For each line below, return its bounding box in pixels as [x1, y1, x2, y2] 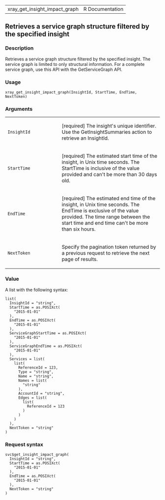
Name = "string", [18, 374, 54, 379]
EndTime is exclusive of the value [61, 207, 139, 214]
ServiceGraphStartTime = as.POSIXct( [9, 330, 87, 336]
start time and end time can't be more [61, 220, 149, 227]
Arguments [5, 105, 33, 112]
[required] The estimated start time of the [61, 152, 158, 159]
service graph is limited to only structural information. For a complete [5, 61, 145, 67]
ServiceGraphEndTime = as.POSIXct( [9, 344, 82, 349]
